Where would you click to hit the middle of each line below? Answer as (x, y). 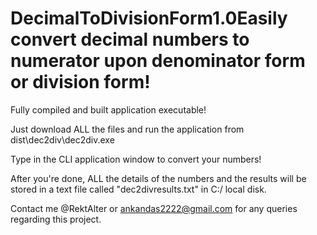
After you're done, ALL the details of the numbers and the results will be (158, 178)
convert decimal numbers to (130, 39)
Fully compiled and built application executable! (108, 109)
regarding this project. (56, 219)
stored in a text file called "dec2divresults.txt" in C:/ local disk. (138, 189)
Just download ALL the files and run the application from (127, 129)
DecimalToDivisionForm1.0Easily (149, 18)
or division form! (80, 82)
